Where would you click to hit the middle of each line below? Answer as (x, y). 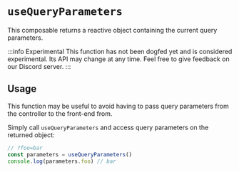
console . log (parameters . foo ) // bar (62, 161)
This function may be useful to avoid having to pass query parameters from (118, 106)
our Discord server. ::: (39, 66)
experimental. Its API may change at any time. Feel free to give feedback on (118, 59)
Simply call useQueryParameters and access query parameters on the (108, 127)
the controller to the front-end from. (60, 113)
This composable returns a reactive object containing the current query (112, 30)
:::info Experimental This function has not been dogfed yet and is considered (120, 51)
